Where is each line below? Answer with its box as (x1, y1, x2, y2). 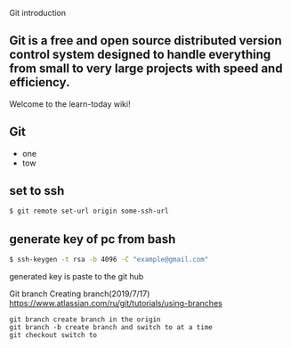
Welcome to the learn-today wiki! (9, 98, 131, 109)
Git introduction (9, 8, 67, 18)
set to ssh (9, 183, 65, 198)
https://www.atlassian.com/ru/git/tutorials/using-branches (9, 298, 222, 308)
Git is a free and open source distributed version (9, 33, 282, 48)
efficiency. (9, 75, 70, 90)
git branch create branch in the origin (9, 315, 162, 324)
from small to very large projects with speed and (9, 61, 283, 77)
